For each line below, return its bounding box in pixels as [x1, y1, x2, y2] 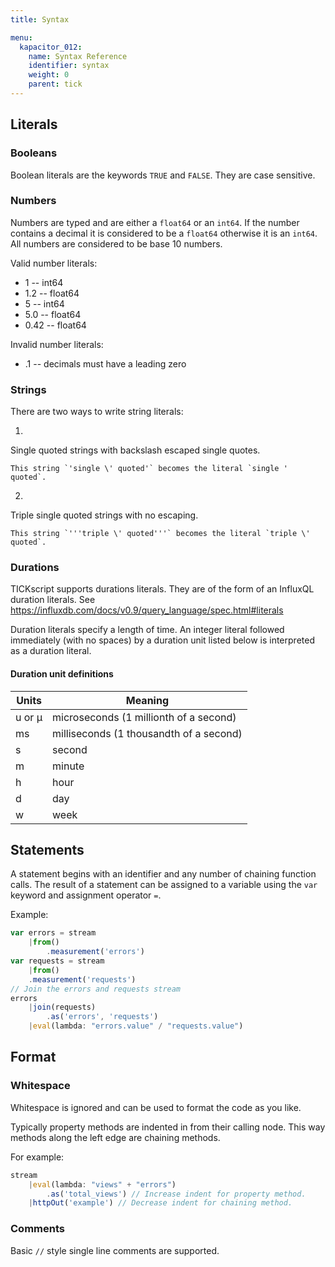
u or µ [15, 710, 43, 724]
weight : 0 [28, 70, 70, 80]
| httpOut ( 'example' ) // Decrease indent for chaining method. [28, 1198, 293, 1208]
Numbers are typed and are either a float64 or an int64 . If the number [10, 216, 300, 228]
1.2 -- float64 [24, 287, 80, 299]
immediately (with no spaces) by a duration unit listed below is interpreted [10, 634, 315, 646]
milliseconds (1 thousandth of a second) [52, 726, 243, 740]
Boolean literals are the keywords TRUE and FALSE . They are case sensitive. [10, 169, 316, 181]
